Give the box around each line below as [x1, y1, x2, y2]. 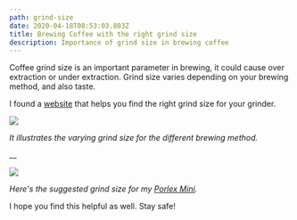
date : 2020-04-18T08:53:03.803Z [9, 21, 129, 30]
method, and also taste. [9, 81, 96, 92]
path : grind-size [9, 12, 74, 22]
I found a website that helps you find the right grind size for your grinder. [9, 99, 276, 110]
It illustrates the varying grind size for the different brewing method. [9, 133, 259, 143]
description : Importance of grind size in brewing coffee [9, 37, 229, 47]
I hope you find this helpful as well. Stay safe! [9, 201, 176, 212]
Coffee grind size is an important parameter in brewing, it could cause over [9, 62, 285, 73]
